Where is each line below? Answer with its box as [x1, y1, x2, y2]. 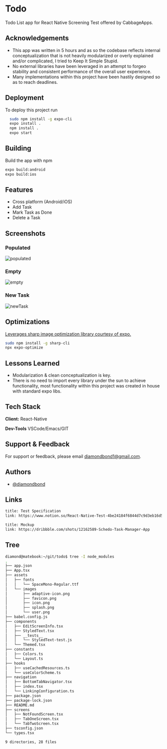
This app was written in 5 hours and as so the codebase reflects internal [12, 47, 161, 53]
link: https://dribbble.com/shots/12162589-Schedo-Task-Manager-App [5, 527, 150, 532]
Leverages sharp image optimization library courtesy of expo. [5, 331, 132, 337]
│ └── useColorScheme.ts [5, 670, 61, 675]
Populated [5, 244, 31, 251]
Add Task [12, 204, 32, 210]
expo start [9, 130, 32, 135]
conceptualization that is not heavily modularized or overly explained [12, 52, 154, 58]
